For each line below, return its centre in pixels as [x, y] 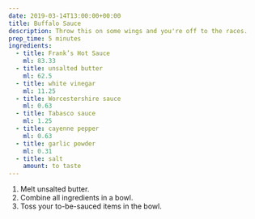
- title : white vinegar [55, 83]
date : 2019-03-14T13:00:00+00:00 [65, 16]
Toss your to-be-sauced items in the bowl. [91, 206]
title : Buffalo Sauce [45, 23]
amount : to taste [52, 166]
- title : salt [39, 158]
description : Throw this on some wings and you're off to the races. [128, 31]
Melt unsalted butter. [55, 189]
